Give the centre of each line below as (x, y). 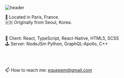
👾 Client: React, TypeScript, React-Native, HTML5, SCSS (62, 38)
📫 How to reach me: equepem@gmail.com (49, 70)
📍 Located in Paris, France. (32, 17)
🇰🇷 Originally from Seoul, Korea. (38, 22)
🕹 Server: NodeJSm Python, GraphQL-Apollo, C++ (57, 44)
